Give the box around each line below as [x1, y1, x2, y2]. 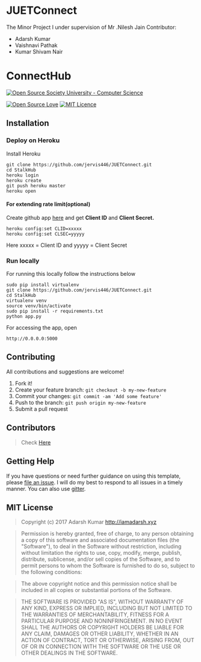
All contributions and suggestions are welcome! [6, 368, 125, 375]
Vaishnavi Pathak [14, 42, 58, 49]
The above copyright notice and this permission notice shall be [20, 580, 178, 587]
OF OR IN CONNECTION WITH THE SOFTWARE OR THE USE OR [20, 643, 181, 651]
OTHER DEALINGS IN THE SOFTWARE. [20, 649, 118, 657]
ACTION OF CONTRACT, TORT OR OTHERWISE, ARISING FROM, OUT [20, 637, 194, 644]
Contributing [6, 352, 55, 362]
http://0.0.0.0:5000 [6, 336, 58, 342]
